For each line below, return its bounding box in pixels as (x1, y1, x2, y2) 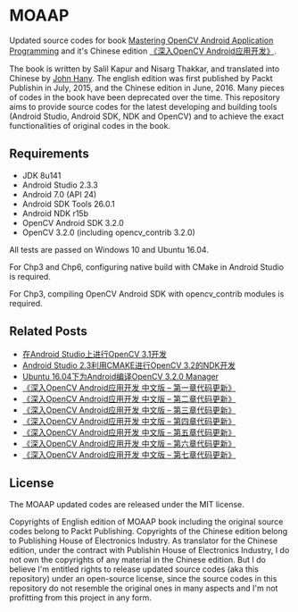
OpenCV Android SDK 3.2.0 (21, 217, 125, 228)
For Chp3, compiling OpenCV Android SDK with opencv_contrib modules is (9, 288, 285, 299)
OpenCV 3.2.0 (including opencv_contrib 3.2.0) (21, 227, 196, 238)
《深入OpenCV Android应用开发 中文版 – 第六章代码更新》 (21, 438, 236, 449)
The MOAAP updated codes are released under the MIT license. (9, 499, 244, 510)
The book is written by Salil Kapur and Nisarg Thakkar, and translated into (9, 63, 280, 74)
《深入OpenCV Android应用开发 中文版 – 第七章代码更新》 (21, 449, 236, 460)
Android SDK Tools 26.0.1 (21, 198, 115, 209)
